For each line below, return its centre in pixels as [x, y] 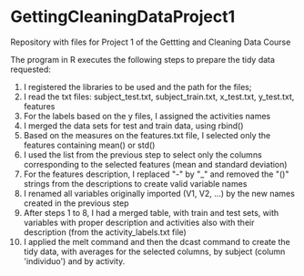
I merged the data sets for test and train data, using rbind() [133, 126]
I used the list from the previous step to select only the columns [142, 154]
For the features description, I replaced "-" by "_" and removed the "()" [156, 174]
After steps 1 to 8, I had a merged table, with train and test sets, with [151, 212]
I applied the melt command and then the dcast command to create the [157, 241]
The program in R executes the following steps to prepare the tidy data [143, 59]
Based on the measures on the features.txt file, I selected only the [147, 135]
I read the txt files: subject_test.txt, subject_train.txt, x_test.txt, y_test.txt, [159, 97]
